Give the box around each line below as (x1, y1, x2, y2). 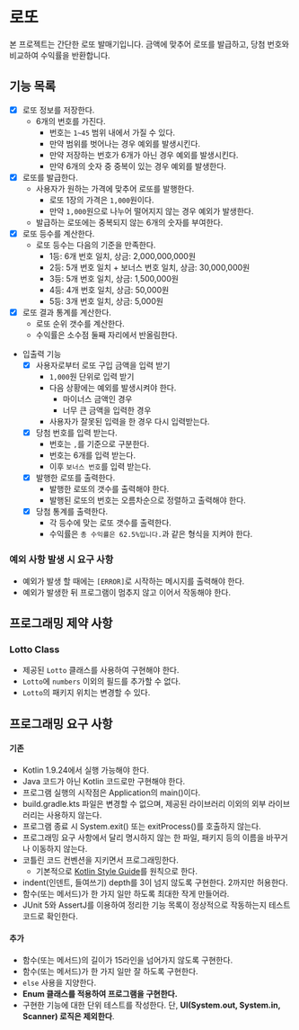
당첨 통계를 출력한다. (35, 506, 109, 517)
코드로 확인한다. (22, 910, 78, 921)
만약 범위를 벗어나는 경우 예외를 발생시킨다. (48, 138, 200, 148)
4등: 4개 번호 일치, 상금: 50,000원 (48, 284, 170, 295)
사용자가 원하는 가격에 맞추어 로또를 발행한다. (35, 183, 195, 193)
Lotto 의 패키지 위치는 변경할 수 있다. (22, 687, 151, 698)
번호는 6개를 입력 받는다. (48, 450, 136, 461)
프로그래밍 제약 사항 (9, 615, 113, 631)
